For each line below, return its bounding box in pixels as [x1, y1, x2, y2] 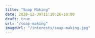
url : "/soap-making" [5, 21, 48, 26]
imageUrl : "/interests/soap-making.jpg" [5, 26, 91, 31]
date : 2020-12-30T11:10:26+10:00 [5, 12, 75, 17]
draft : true [5, 16, 30, 21]
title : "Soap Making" [5, 7, 50, 12]
